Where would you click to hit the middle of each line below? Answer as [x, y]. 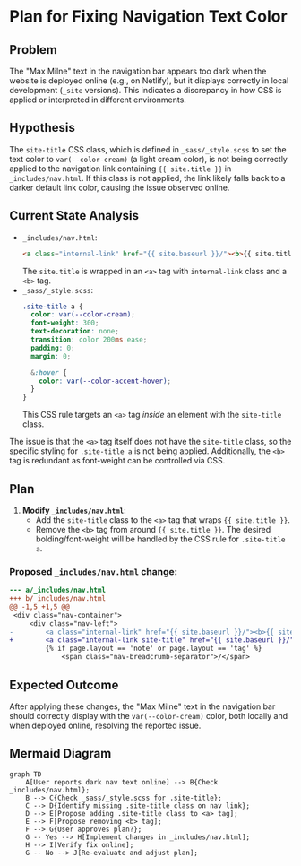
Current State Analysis [74, 216]
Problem [34, 50]
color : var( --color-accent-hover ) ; [105, 381]
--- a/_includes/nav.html [57, 590]
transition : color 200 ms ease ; [89, 340]
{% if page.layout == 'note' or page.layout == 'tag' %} [154, 649]
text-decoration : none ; [75, 332]
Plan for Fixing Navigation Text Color [149, 17]
